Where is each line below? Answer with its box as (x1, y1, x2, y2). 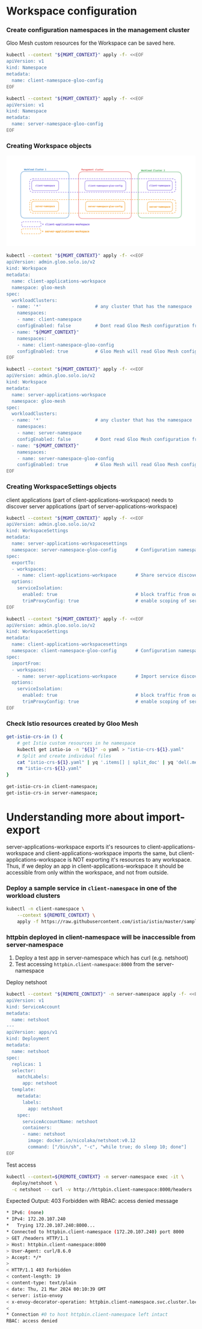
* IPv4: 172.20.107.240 (6, 1216, 66, 1222)
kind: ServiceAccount (6, 1004, 61, 1010)
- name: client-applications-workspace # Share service (17, 572, 176, 578)
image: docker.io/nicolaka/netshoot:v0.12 (28, 1138, 136, 1144)
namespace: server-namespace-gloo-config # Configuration (11, 546, 176, 553)
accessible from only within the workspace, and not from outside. (6, 868, 169, 876)
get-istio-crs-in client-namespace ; (6, 784, 98, 790)
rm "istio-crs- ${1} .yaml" (17, 766, 82, 772)
